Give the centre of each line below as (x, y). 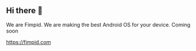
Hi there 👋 (24, 11)
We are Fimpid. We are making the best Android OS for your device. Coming (98, 24)
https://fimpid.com (29, 42)
